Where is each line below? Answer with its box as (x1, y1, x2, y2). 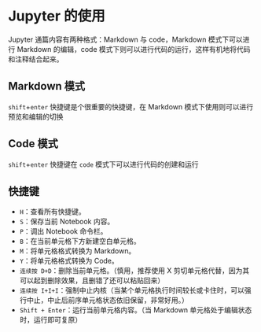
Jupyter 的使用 (8, 7, 105, 25)
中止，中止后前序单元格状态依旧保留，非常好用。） (26, 296, 189, 305)
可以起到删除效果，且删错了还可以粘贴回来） (19, 276, 165, 286)
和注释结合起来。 (8, 54, 64, 64)
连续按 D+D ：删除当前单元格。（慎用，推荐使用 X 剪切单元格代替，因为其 (19, 266, 250, 275)
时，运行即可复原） (19, 315, 83, 325)
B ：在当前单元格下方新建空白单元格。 (19, 237, 141, 246)
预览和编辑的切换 (8, 112, 64, 121)
